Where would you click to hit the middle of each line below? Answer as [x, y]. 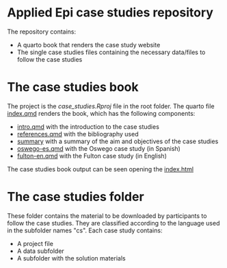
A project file [35, 243]
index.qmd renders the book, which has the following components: [101, 113]
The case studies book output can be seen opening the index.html [100, 169]
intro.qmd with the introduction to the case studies [88, 126]
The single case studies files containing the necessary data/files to [111, 52]
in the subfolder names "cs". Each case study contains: [85, 230]
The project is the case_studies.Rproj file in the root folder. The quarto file [111, 106]
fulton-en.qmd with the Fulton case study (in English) [92, 156]
